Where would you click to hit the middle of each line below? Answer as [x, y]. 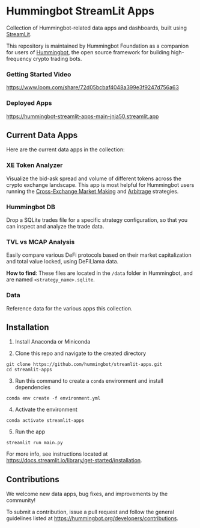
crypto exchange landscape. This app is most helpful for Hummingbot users [100, 184]
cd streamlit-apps [29, 370]
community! [21, 500]
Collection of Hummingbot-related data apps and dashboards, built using [97, 28]
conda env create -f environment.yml [53, 398]
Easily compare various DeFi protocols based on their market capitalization [99, 255]
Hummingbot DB [31, 207]
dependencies [33, 388]
